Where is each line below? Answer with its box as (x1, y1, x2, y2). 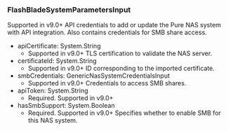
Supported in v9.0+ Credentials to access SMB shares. (27, 79, 187, 88)
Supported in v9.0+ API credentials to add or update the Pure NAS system (7, 21, 222, 29)
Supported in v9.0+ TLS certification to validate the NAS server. (27, 49, 213, 57)
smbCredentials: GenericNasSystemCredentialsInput (17, 71, 170, 80)
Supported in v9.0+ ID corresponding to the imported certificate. (27, 64, 215, 73)
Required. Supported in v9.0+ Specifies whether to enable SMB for (27, 109, 222, 117)
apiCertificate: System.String (17, 42, 101, 50)
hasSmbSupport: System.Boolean (17, 102, 115, 110)
